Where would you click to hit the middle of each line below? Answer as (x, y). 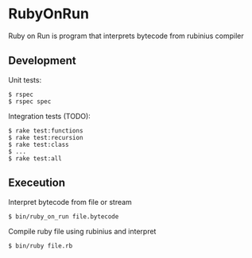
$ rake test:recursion (46, 137)
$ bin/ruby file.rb (41, 246)
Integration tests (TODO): (50, 116)
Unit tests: (25, 79)
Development (43, 61)
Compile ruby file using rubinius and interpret (82, 231)
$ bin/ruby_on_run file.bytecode (64, 216)
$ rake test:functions (46, 131)
